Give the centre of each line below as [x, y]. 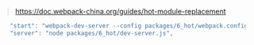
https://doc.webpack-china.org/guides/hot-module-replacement [121, 11]
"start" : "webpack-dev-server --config [76, 26]
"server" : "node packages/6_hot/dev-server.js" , [92, 33]
